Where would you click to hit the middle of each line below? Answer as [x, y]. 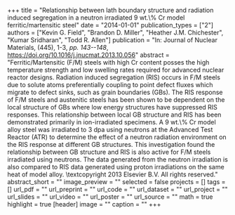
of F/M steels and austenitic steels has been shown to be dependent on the [116, 100]
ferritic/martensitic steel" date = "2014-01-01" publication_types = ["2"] [110, 25]
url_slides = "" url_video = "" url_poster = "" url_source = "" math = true [110, 197]
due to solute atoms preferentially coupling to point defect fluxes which [110, 85]
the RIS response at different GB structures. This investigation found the [111, 144]
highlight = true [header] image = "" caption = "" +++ [84, 204]
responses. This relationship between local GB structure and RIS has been [114, 115]
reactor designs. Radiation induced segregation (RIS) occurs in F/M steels [114, 77]
